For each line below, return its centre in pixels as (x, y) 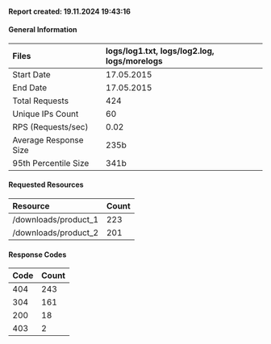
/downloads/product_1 (56, 220)
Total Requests (41, 101)
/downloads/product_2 (56, 232)
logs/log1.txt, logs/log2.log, (161, 51)
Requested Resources (46, 184)
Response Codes (38, 255)
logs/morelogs (134, 60)
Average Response (48, 139)
